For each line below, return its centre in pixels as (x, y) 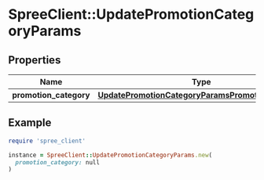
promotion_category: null (58, 162)
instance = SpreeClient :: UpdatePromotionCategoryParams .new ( (110, 155)
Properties (35, 60)
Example (30, 123)
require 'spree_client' (47, 141)
